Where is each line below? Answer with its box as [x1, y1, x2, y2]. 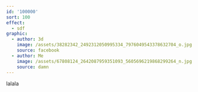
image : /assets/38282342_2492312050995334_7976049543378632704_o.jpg [17, 42, 193, 48]
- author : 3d [11, 36, 44, 42]
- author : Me [11, 53, 44, 59]
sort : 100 [6, 14, 31, 20]
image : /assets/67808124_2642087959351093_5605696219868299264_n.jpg [17, 58, 193, 64]
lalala [6, 80, 19, 87]
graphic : [6, 31, 28, 37]
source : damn [17, 64, 49, 70]
